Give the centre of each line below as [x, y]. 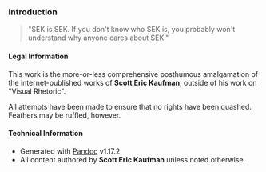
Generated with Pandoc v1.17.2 [70, 151]
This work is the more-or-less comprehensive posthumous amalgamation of [133, 74]
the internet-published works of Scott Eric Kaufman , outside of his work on [133, 82]
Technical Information [46, 134]
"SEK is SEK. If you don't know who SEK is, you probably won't [131, 30]
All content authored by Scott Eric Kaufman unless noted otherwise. [133, 159]
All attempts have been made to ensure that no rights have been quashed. [130, 106]
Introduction [33, 12]
